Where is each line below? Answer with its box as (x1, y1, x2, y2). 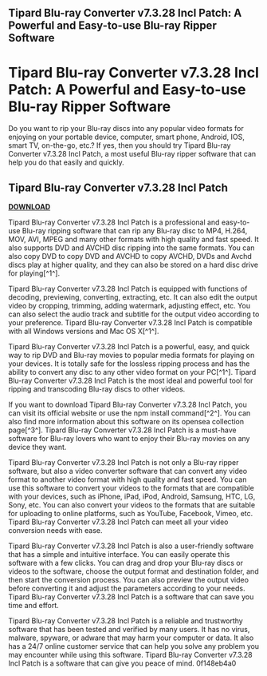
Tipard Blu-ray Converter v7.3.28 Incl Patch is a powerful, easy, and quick (8, 342, 250, 352)
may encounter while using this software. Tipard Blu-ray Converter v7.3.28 (8, 650, 253, 660)
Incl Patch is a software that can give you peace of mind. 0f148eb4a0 (8, 658, 237, 668)
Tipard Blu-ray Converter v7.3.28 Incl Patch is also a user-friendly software (8, 541, 254, 551)
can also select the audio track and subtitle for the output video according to (8, 309, 260, 319)
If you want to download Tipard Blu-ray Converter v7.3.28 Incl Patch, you (8, 400, 247, 410)
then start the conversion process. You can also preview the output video (8, 575, 249, 585)
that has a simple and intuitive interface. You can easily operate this (8, 550, 230, 559)
